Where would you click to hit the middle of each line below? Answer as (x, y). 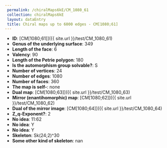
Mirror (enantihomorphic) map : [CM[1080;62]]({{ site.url (72, 98)
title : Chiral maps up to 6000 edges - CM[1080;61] (62, 24)
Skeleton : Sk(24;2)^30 (36, 135)
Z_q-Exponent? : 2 (31, 114)
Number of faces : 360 (35, 82)
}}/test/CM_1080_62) (33, 103)
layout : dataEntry (26, 19)
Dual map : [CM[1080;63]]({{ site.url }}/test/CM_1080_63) (71, 92)
